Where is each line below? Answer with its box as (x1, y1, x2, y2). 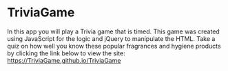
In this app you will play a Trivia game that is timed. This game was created (7, 27, 220, 35)
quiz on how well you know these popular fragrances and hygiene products (7, 42, 222, 50)
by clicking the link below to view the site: (7, 49, 125, 57)
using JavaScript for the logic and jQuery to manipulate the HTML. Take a (7, 34, 216, 42)
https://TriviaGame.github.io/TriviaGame (7, 56, 121, 64)
